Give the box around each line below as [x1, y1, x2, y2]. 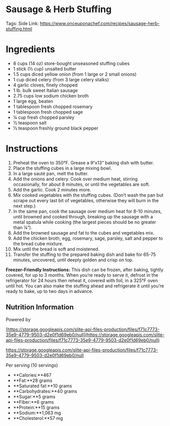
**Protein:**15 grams [13, 404, 60, 410]
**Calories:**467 [13, 372, 52, 378]
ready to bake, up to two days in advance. [6, 288, 94, 294]
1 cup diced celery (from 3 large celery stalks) [13, 76, 109, 82]
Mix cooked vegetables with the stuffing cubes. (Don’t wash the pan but [13, 192, 163, 198]
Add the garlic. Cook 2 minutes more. [13, 186, 92, 192]
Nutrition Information [6, 303, 74, 312]
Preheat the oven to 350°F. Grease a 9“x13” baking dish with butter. [13, 159, 154, 166]
